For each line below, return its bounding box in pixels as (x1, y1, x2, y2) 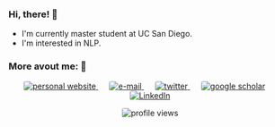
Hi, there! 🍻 (8, 8, 58, 21)
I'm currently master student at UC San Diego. (21, 29, 192, 39)
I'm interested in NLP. (21, 38, 102, 48)
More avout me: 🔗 (8, 60, 87, 72)
